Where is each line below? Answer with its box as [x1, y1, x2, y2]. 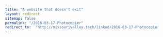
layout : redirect [5, 12, 40, 16]
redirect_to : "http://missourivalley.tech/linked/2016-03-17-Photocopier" [5, 25, 162, 30]
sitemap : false [5, 16, 36, 21]
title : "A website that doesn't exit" [5, 7, 83, 12]
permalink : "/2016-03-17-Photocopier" [5, 20, 83, 25]
